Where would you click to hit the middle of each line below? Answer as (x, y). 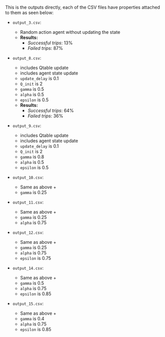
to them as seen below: (30, 13)
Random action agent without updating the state (70, 32)
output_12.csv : (28, 232)
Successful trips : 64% (51, 111)
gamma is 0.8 (32, 157)
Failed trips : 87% (45, 48)
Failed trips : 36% (45, 116)
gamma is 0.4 (32, 319)
